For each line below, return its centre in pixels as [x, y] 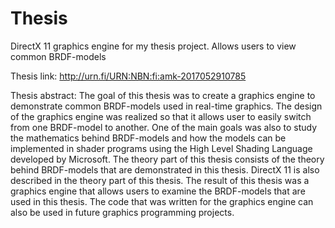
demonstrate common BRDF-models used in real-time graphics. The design [166, 106]
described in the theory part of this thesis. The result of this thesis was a [160, 180]
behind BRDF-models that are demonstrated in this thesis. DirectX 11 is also [165, 169]
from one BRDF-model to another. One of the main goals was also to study [164, 127]
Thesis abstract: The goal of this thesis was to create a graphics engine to [163, 95]
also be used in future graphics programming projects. [122, 212]
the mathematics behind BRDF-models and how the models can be [148, 138]
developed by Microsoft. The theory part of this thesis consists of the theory [167, 159]
